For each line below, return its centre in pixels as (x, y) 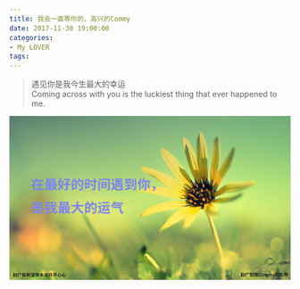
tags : (19, 57)
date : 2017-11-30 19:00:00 (59, 28)
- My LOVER (29, 47)
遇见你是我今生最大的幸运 (78, 84)
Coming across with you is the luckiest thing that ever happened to (154, 95)
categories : (31, 37)
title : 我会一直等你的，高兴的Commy (70, 19)
